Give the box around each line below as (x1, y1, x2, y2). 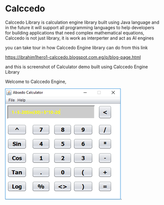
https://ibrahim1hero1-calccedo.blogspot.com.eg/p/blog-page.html (5, 54, 141, 60)
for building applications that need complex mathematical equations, (5, 30, 145, 36)
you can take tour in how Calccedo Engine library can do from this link (5, 44, 148, 50)
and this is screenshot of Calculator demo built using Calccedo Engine (5, 64, 148, 70)
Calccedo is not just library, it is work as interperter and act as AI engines (5, 35, 154, 41)
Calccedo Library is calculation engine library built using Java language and (5, 19, 160, 25)
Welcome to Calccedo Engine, (5, 79, 67, 84)
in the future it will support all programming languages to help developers (5, 24, 155, 30)
